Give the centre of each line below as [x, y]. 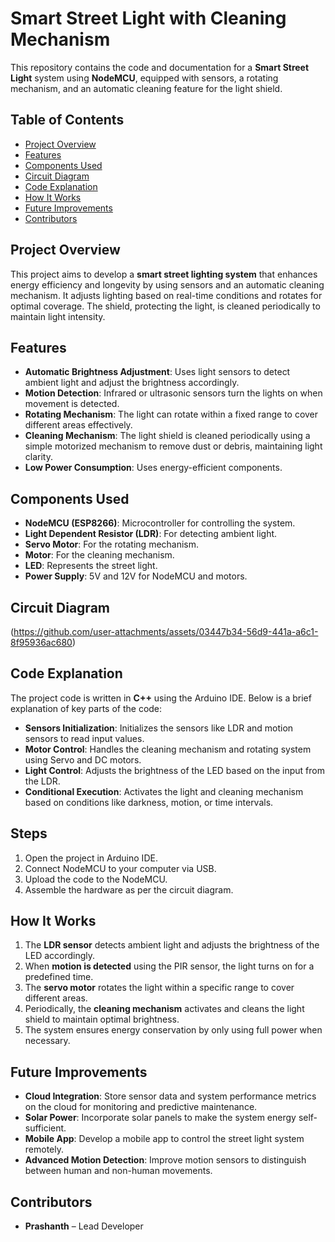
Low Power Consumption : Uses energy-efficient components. [153, 468]
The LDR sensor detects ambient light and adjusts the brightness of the [172, 945]
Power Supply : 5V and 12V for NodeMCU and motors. [136, 576]
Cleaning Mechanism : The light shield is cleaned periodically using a [167, 436]
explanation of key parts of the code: [86, 708]
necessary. [47, 1041]
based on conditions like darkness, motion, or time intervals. [149, 802]
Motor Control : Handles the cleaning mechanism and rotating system [168, 749]
